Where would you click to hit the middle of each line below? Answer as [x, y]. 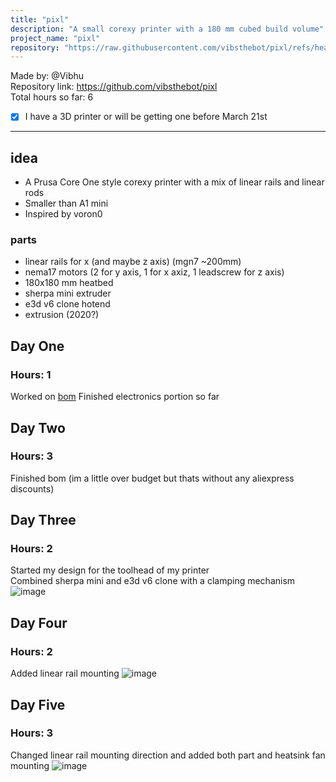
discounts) [32, 488]
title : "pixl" [40, 19]
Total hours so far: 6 [52, 97]
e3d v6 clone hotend [67, 304]
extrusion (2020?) [62, 315]
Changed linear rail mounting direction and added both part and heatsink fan [168, 755]
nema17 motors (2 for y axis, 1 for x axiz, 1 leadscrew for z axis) [154, 272]
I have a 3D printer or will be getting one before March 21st [146, 117]
